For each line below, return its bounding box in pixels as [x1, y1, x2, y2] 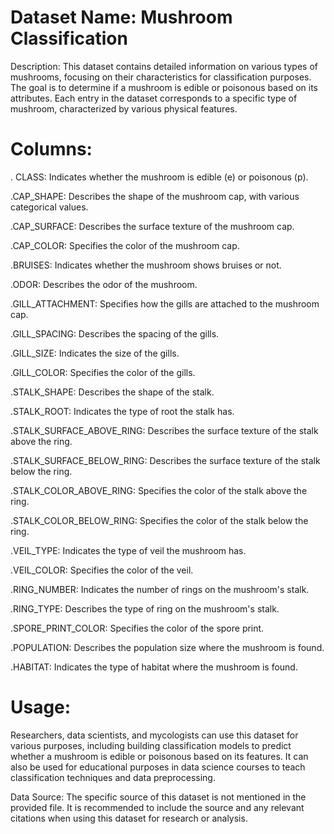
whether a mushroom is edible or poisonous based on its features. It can [10, 750, 309, 762]
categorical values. [10, 201, 89, 213]
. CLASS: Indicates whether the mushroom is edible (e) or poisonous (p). [10, 171, 309, 183]
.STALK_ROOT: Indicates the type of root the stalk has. [10, 405, 235, 417]
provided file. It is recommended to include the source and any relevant [10, 801, 305, 813]
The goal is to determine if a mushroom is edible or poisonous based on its [10, 81, 318, 93]
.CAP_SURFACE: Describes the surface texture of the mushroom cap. [10, 220, 295, 232]
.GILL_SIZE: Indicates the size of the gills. [10, 347, 180, 359]
